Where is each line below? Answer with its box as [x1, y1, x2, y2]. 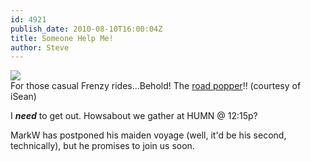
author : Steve [10, 42, 70, 53]
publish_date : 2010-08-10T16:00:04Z [10, 24, 163, 34]
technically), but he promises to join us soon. [10, 140, 195, 152]
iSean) [10, 91, 37, 103]
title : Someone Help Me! [10, 33, 114, 43]
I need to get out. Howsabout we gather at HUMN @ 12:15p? [10, 110, 258, 122]
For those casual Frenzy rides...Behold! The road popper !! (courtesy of [10, 80, 302, 92]
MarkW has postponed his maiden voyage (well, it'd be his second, [10, 129, 287, 141]
